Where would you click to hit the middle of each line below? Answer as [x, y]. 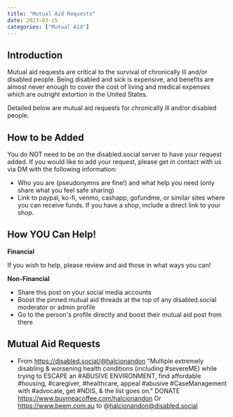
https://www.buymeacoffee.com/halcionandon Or [89, 398]
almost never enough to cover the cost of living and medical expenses [109, 87]
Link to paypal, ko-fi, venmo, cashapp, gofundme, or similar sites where [121, 198]
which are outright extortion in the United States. [78, 95]
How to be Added [46, 137]
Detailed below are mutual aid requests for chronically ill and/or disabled [112, 108]
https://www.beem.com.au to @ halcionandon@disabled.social [107, 405]
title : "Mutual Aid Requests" [52, 14]
